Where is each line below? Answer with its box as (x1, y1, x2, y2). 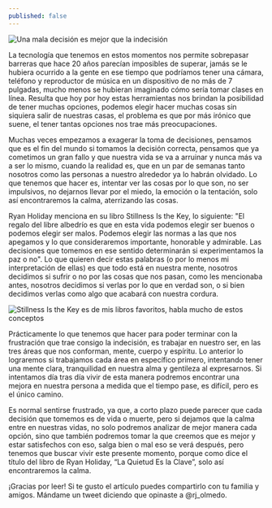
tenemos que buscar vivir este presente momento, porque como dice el (8, 448, 248, 458)
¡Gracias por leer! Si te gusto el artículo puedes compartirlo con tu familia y (8, 481, 260, 491)
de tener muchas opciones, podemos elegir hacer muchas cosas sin (8, 102, 237, 111)
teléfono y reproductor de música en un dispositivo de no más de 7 (8, 76, 233, 85)
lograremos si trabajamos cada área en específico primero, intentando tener (8, 354, 263, 364)
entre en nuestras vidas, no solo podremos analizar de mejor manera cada (8, 422, 257, 432)
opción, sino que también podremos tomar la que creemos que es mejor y (8, 431, 256, 441)
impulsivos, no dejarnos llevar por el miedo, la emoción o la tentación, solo (8, 186, 258, 196)
